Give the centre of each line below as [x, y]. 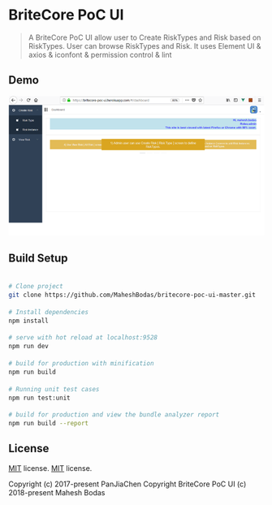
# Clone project [36, 287]
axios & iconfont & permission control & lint [100, 54]
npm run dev [28, 347]
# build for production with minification [81, 364]
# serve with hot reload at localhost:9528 [83, 338]
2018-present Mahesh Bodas [57, 492]
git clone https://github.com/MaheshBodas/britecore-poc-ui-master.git [132, 295]
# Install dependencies [49, 312]
